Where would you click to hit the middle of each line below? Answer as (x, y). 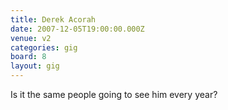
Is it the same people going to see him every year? (114, 94)
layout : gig (35, 66)
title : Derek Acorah (53, 19)
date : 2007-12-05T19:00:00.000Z (77, 29)
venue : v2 (31, 38)
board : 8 (28, 57)
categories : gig (44, 47)
